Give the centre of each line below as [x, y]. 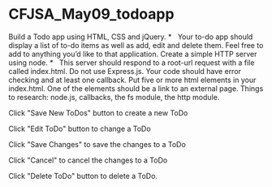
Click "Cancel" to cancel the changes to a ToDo [88, 160]
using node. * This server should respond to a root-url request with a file [132, 63]
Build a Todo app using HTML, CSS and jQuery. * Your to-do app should [131, 37]
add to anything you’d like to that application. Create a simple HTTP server [133, 54]
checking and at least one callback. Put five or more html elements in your [132, 80]
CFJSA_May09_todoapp [91, 14]
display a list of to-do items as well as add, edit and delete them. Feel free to [136, 45]
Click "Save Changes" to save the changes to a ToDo [97, 144]
